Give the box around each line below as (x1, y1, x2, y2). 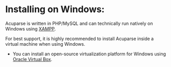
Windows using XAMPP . (5, 25, 56, 31)
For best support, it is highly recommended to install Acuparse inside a (5, 36, 154, 42)
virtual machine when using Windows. (5, 41, 85, 47)
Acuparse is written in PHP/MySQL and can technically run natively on (5, 20, 153, 26)
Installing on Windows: (5, 4, 105, 15)
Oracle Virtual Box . (12, 56, 53, 62)
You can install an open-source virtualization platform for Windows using (12, 51, 166, 57)
